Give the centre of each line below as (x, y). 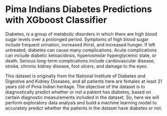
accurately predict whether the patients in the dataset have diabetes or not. (84, 108)
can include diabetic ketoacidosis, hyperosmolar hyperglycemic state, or (81, 55)
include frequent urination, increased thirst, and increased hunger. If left (80, 44)
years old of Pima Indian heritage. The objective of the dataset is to (75, 86)
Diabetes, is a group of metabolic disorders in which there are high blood (81, 34)
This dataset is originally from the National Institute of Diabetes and (75, 76)
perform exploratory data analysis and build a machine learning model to (81, 102)
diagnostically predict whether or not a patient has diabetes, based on (78, 92)
